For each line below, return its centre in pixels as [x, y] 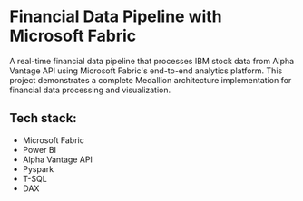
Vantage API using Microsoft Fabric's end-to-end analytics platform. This [146, 71]
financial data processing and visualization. [90, 90]
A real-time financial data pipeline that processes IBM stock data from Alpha [152, 61]
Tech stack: [43, 118]
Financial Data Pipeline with [116, 17]
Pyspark [38, 168]
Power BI [39, 149]
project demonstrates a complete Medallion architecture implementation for [151, 80]
